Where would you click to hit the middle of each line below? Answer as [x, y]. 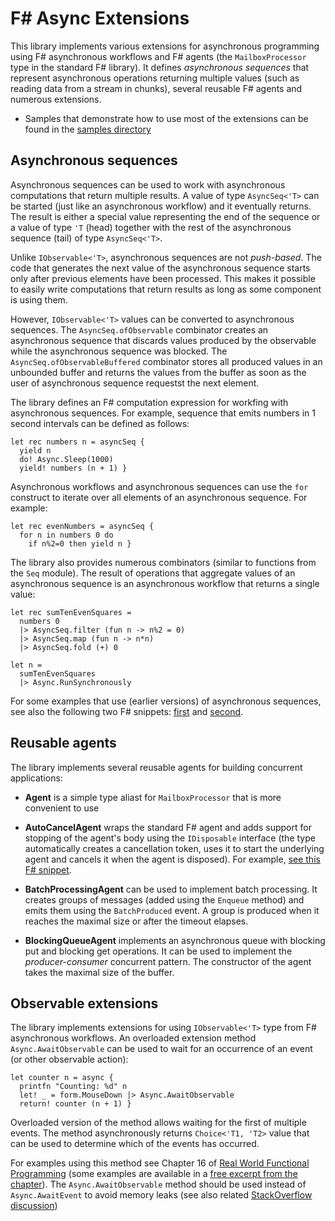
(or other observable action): [69, 1059]
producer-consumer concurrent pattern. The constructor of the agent [168, 961]
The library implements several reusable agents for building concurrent [156, 767]
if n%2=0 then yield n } [80, 543]
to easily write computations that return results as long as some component [166, 289]
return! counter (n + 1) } [75, 1104]
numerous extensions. [56, 99]
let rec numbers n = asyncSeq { [77, 442]
